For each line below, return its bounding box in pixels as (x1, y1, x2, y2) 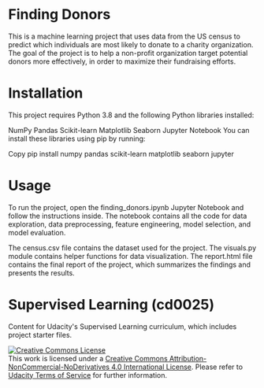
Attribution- (169, 353, 207, 363)
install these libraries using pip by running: (8, 134, 146, 143)
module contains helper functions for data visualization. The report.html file (8, 251, 253, 261)
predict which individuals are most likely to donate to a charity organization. (8, 39, 254, 49)
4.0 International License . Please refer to (111, 362, 243, 371)
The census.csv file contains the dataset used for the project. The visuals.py (8, 242, 257, 253)
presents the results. (8, 268, 75, 277)
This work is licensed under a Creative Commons (8, 353, 168, 363)
